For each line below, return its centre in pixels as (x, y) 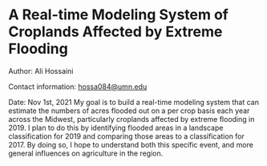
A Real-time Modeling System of (118, 15)
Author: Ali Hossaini (41, 71)
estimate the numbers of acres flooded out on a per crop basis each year (129, 111)
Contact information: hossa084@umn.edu (78, 87)
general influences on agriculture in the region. (86, 153)
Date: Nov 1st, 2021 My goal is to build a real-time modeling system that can (133, 102)
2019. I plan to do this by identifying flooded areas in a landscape (116, 128)
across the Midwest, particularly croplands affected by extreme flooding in (131, 119)
